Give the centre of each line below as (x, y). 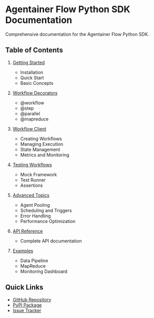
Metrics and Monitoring (45, 155)
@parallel (30, 113)
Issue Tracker (27, 310)
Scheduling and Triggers (46, 210)
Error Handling (35, 216)
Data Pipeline (34, 261)
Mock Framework (39, 174)
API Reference (28, 231)
